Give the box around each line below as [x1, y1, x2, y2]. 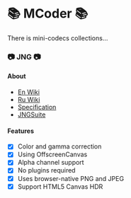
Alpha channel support [17, 158, 84, 167]
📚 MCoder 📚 [7, 6, 89, 22]
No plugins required [17, 166, 76, 175]
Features [7, 127, 34, 135]
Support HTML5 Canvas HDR [17, 182, 103, 191]
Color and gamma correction [17, 142, 102, 151]
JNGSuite [17, 110, 46, 119]
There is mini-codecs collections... [7, 33, 108, 42]
